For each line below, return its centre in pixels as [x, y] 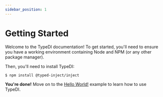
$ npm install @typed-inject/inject [42, 75]
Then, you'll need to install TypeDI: [40, 66]
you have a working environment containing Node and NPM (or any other [78, 52]
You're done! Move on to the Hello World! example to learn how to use [76, 84]
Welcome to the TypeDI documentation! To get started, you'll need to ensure [82, 47]
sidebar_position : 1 [26, 9]
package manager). [25, 57]
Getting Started [37, 33]
